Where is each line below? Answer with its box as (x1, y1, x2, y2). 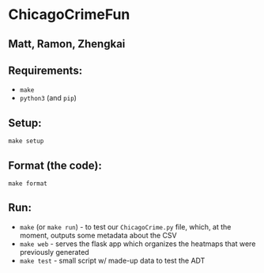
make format (8, 180, 47, 188)
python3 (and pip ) (19, 93, 77, 103)
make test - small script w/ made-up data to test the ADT (19, 256, 206, 265)
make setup (8, 137, 44, 146)
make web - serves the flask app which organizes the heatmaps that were (19, 239, 256, 248)
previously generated (19, 247, 89, 256)
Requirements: (8, 63, 83, 77)
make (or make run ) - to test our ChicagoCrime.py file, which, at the (19, 222, 232, 231)
